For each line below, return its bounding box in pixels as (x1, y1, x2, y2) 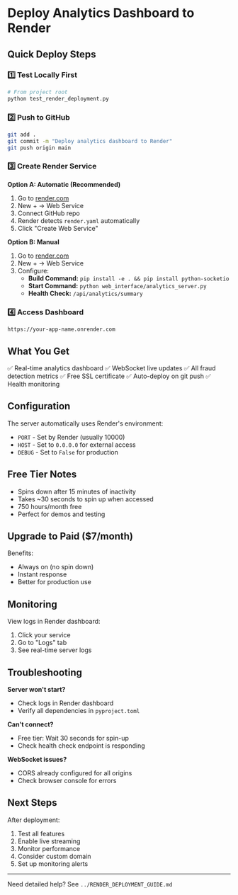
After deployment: (7, 816, 60, 824)
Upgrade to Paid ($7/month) (7, 530, 133, 542)
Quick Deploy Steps (7, 48, 97, 60)
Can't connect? (7, 720, 54, 729)
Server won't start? (7, 685, 66, 694)
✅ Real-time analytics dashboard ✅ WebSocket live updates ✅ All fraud (7, 363, 216, 372)
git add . (7, 131, 37, 138)
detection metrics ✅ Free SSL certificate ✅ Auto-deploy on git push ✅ (7, 372, 211, 380)
